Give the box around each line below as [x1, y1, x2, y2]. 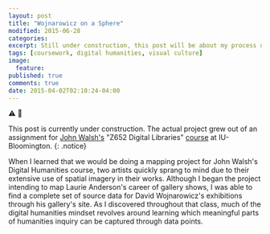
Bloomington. [8, 142, 52, 151]
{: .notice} [53, 142, 87, 151]
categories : [8, 34, 48, 43]
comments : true [8, 79, 59, 87]
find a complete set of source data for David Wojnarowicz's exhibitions [8, 191, 243, 201]
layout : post [8, 11, 52, 20]
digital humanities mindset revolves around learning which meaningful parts [8, 208, 260, 218]
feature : [15, 64, 45, 72]
